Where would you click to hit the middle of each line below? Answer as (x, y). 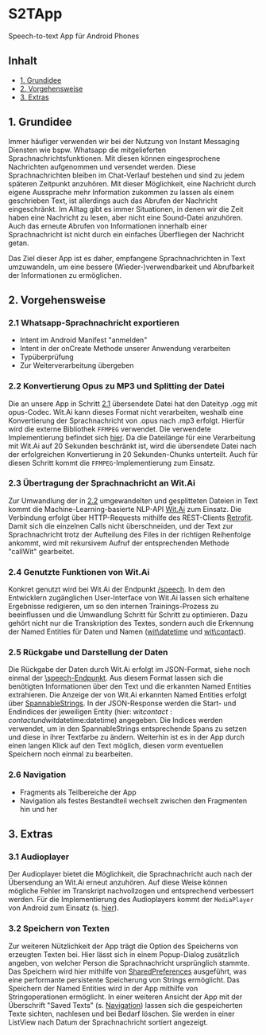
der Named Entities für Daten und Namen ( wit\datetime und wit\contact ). (127, 632)
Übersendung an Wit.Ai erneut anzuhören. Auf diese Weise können (118, 883)
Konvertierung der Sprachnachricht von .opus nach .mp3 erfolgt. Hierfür (127, 420)
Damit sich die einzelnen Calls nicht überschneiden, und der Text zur (121, 525)
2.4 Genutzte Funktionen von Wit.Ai (79, 572)
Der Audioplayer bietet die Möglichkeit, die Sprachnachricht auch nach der (130, 874)
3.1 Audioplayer (39, 857)
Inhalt (23, 61)
